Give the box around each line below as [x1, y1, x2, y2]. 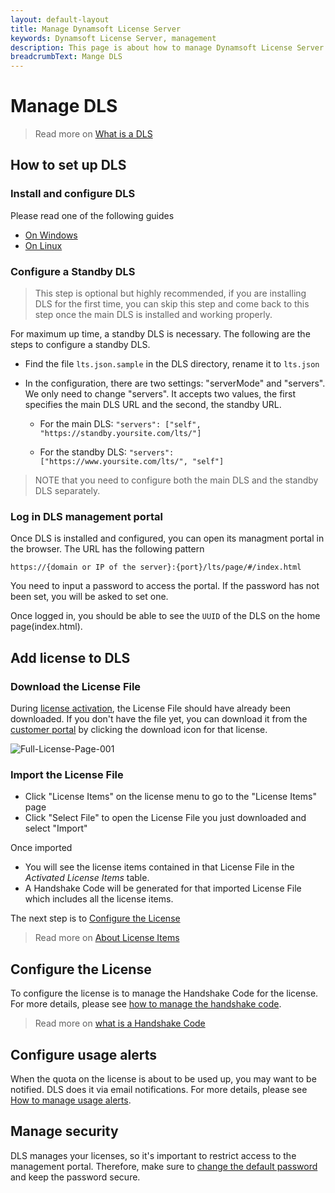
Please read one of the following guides [10, 209, 175, 221]
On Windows [24, 229, 78, 241]
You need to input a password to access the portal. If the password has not [10, 580, 320, 592]
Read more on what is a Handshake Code [34, 1017, 206, 1030]
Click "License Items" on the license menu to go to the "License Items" [24, 791, 317, 803]
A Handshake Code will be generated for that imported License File [24, 882, 302, 895]
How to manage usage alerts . [10, 1094, 132, 1106]
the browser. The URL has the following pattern [10, 543, 205, 555]
